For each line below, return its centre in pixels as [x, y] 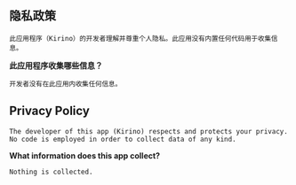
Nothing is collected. [51, 172]
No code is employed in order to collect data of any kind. [123, 139]
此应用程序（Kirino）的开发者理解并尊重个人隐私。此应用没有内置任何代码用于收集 [140, 38]
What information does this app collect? [85, 155]
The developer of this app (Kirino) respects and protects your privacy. [149, 131]
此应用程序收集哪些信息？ [56, 66]
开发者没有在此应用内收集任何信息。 [66, 84]
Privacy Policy [50, 111]
